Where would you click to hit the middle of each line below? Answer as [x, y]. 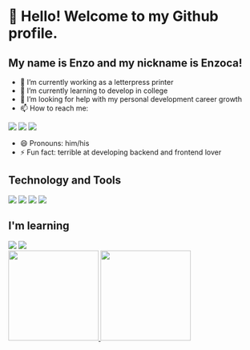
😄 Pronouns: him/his [54, 143]
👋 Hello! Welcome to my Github [113, 16]
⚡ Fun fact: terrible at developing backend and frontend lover [121, 152]
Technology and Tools [65, 181]
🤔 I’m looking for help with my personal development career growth [131, 99]
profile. [33, 33]
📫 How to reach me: [54, 108]
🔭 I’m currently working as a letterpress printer [97, 82]
